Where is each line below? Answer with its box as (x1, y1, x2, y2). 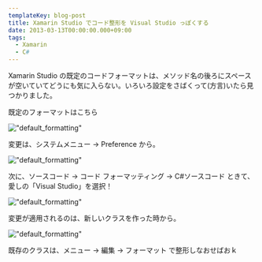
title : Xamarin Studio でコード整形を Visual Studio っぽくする (8, 19, 209, 27)
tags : (8, 33, 26, 42)
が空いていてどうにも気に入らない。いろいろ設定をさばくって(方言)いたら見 (8, 80, 254, 90)
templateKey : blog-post (8, 11, 87, 20)
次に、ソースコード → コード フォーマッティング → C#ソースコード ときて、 (8, 171, 255, 181)
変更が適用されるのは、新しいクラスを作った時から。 (8, 214, 181, 223)
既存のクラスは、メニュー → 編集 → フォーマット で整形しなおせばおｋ (8, 245, 238, 255)
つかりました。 (8, 91, 57, 99)
